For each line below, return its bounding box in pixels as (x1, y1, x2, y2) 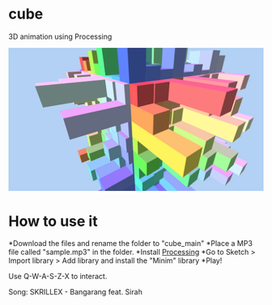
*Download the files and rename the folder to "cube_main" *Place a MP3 (8, 239, 253, 248)
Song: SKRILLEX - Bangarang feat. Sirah (8, 287, 143, 297)
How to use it (8, 212, 99, 231)
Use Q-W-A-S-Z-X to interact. (8, 272, 108, 282)
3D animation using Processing (8, 32, 113, 41)
